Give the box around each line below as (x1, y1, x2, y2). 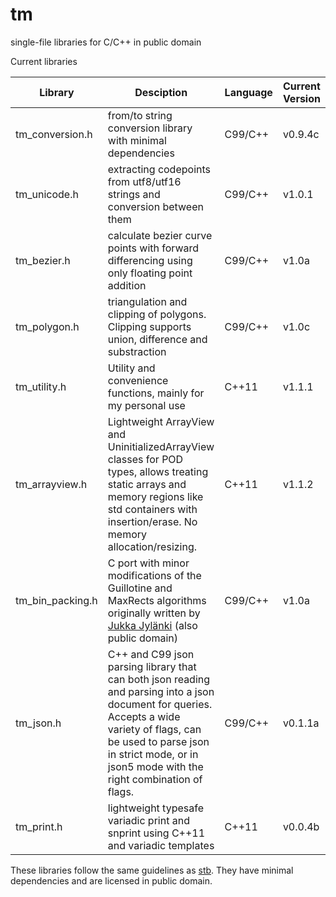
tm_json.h (15, 716, 62, 730)
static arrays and (107, 477, 187, 491)
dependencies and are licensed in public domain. (10, 874, 213, 887)
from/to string (107, 108, 173, 122)
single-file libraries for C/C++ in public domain (10, 36, 202, 48)
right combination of (107, 772, 203, 786)
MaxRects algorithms (107, 593, 207, 607)
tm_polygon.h (15, 319, 80, 333)
